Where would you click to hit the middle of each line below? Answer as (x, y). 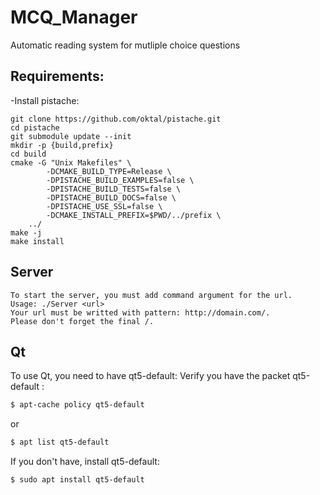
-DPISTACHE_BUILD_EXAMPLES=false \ (120, 180)
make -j (26, 232)
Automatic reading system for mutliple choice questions (125, 45)
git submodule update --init (71, 136)
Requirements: (57, 76)
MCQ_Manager (74, 17)
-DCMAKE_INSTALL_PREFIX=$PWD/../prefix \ (134, 215)
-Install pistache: (45, 100)
